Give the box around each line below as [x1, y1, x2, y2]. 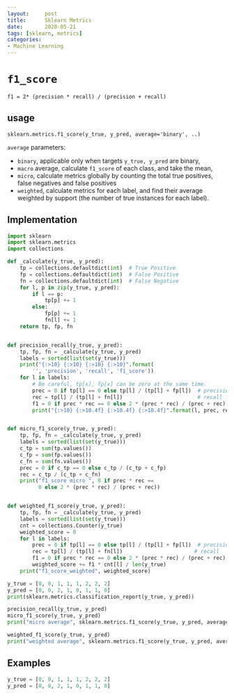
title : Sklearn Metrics [7, 17, 92, 24]
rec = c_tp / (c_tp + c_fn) [19, 471, 101, 478]
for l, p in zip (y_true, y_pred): [19, 284, 120, 291]
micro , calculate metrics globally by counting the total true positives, [17, 171, 214, 180]
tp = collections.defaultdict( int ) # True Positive [19, 265, 176, 272]
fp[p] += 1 [44, 310, 77, 317]
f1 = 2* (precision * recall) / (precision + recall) [7, 93, 167, 100]
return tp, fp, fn [19, 323, 73, 330]
